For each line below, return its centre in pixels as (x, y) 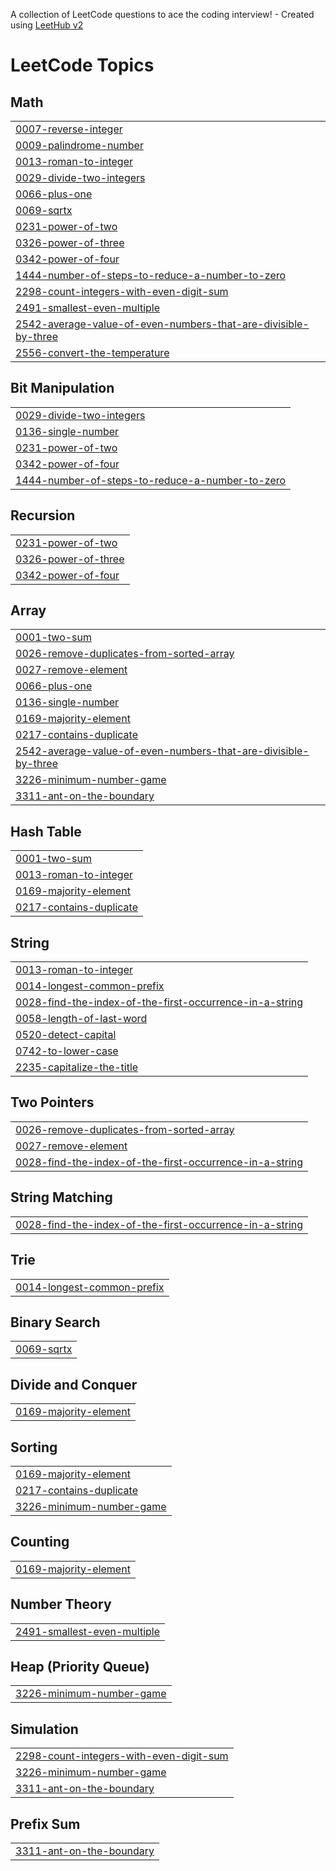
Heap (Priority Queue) (80, 1666)
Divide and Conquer (74, 1384)
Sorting (34, 1447)
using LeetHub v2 (47, 25)
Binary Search (55, 1322)
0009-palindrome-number (79, 145)
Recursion (43, 515)
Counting (40, 1542)
